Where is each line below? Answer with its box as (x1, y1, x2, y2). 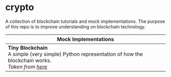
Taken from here (8, 63, 47, 70)
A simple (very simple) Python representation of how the (8, 50, 144, 57)
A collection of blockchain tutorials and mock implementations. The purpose (5, 18, 165, 24)
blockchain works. (8, 57, 52, 64)
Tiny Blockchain (8, 44, 48, 51)
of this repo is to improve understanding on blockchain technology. (5, 23, 146, 29)
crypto (5, 2, 34, 13)
